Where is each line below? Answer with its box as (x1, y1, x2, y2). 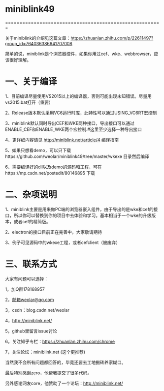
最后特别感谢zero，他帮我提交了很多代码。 (5, 370, 92, 376)
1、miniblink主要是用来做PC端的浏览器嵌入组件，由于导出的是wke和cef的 (5, 206, 154, 212)
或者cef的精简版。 (13, 218, 51, 224)
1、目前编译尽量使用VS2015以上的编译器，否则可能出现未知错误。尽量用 (5, 93, 152, 99)
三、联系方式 (5, 259, 58, 270)
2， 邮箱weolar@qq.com (5, 297, 54, 302)
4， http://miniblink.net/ (5, 317, 52, 323)
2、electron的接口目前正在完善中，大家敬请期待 (5, 229, 102, 235)
